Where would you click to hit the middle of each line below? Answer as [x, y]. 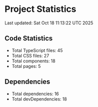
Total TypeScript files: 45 [37, 50]
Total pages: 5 [26, 66]
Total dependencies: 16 [35, 94]
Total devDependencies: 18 [39, 99]
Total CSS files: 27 [31, 55]
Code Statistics [29, 38]
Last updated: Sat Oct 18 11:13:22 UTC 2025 [49, 23]
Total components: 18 [33, 61]
